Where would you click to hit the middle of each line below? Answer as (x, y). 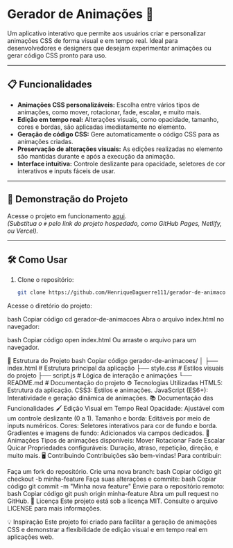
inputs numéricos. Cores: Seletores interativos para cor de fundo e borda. (112, 426)
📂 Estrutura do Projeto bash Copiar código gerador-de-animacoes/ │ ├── (113, 361)
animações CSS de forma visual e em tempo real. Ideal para (93, 40)
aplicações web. (31, 537)
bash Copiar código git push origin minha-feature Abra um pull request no (113, 494)
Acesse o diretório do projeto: (50, 306)
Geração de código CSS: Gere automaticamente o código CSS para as (118, 134)
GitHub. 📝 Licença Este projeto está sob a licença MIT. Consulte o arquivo (113, 501)
